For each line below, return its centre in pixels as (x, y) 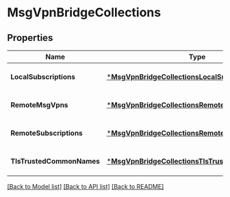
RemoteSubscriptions (47, 133)
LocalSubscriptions (43, 77)
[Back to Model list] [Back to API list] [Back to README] (86, 186)
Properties (30, 38)
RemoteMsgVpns (39, 105)
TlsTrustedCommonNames (55, 161)
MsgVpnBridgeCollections (84, 13)
